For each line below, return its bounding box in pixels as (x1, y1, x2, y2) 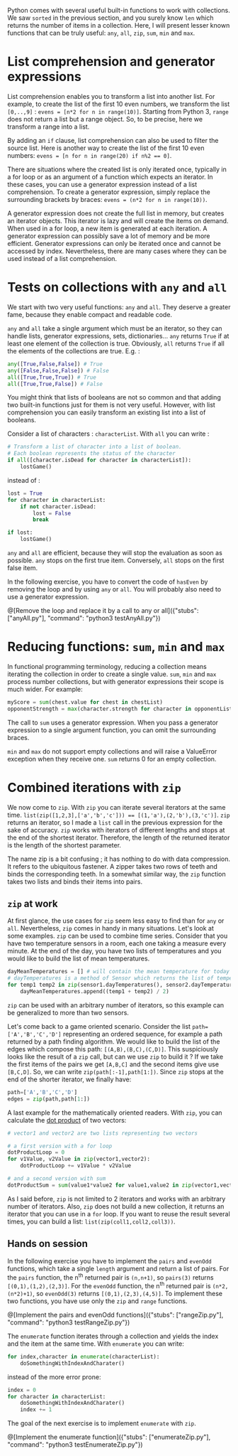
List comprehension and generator (7, 53, 215, 70)
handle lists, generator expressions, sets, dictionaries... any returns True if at (7, 331, 229, 340)
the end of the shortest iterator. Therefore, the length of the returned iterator (7, 833, 230, 842)
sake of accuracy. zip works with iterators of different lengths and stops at (7, 825, 225, 834)
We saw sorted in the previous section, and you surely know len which (7, 14, 214, 22)
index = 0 (7, 1386, 37, 1393)
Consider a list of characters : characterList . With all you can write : (7, 429, 210, 438)
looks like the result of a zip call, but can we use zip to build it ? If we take (7, 1052, 224, 1061)
